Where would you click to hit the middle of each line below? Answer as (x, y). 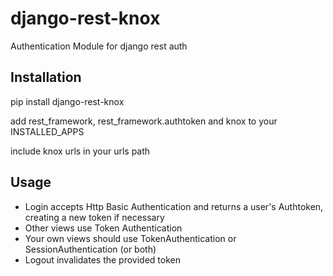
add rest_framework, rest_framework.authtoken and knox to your (144, 121)
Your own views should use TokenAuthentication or (130, 238)
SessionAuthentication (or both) (90, 249)
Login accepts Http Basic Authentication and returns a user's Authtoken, (174, 206)
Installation (46, 77)
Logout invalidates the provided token (102, 259)
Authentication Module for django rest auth (99, 46)
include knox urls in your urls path (80, 151)
